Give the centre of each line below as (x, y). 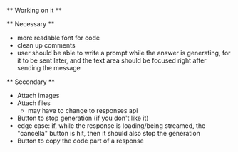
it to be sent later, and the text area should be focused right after (112, 60)
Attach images (38, 96)
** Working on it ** (34, 10)
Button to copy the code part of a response (80, 141)
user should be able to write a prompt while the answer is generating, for (124, 53)
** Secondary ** (31, 82)
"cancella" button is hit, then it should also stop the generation (109, 133)
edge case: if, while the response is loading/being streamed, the (111, 126)
